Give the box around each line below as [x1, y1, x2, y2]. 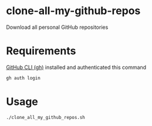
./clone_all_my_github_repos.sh [6, 114, 85, 120]
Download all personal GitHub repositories [6, 24, 109, 31]
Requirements [6, 44, 76, 58]
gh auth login [6, 75, 41, 81]
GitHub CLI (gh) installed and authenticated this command [6, 64, 147, 71]
